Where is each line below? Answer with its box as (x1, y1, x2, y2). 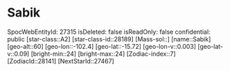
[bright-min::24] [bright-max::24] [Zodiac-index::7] (30, 50, 176, 58)
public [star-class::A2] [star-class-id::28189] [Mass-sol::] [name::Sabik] (7, 34, 211, 43)
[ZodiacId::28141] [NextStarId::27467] (7, 57, 114, 65)
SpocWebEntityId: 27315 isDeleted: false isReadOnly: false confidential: (7, 28, 211, 36)
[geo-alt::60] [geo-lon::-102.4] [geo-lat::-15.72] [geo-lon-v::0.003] (7, 42, 196, 50)
